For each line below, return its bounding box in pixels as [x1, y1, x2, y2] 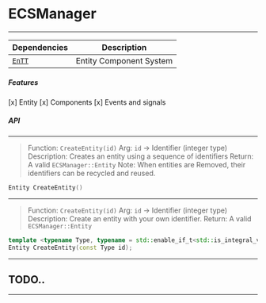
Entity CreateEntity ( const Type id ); [8, 244, 133, 251]
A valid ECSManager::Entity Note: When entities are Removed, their [27, 159, 246, 169]
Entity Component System [75, 55, 173, 66]
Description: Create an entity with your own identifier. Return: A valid [27, 213, 252, 223]
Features [8, 77, 39, 87]
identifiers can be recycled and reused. [27, 168, 156, 178]
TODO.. [8, 273, 45, 286]
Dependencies [12, 41, 69, 52]
